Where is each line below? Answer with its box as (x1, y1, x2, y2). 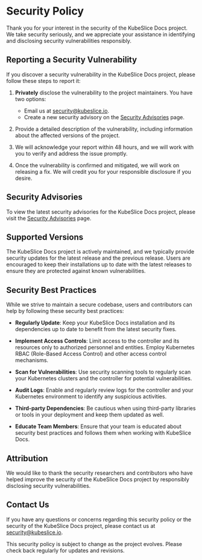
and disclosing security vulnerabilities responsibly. (6, 37, 131, 44)
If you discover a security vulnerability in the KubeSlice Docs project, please (6, 71, 196, 78)
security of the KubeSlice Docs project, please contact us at (6, 522, 156, 529)
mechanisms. (14, 357, 49, 364)
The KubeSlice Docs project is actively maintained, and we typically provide (6, 248, 195, 255)
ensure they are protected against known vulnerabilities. (6, 268, 146, 275)
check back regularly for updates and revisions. (6, 547, 125, 554)
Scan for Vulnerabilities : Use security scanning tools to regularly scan (14, 368, 191, 376)
